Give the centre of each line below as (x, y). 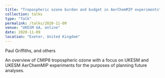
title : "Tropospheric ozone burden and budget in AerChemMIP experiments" (83, 10)
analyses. (15, 70)
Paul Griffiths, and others (30, 50)
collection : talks (24, 14)
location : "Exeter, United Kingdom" (42, 37)
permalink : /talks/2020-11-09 (36, 23)
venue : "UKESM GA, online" (33, 28)
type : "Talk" (18, 19)
